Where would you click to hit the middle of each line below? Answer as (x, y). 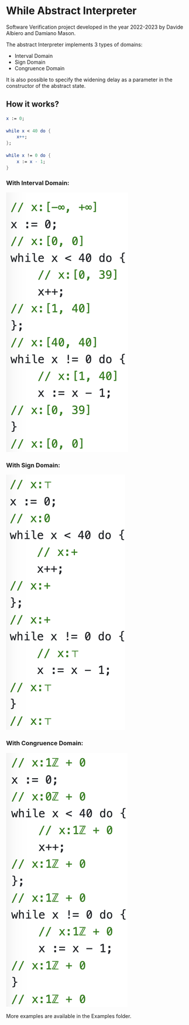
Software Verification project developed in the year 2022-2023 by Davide (94, 27)
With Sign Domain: (33, 465)
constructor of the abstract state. (46, 85)
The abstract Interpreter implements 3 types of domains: (74, 44)
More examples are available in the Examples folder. (69, 1016)
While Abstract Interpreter (71, 11)
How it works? (33, 104)
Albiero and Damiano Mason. (41, 33)
